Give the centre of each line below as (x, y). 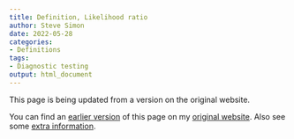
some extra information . (53, 126)
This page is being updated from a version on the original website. (129, 99)
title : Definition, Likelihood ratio (79, 17)
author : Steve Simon (47, 26)
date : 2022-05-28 (41, 33)
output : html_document (51, 75)
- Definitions (35, 50)
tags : (19, 58)
